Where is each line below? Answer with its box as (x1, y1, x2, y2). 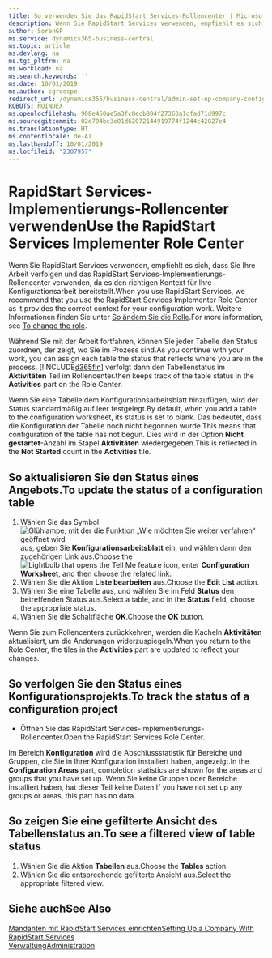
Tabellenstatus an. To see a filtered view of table (8, 827, 256, 841)
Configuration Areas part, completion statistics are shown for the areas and (8, 764, 263, 774)
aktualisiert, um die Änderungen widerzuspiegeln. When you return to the (8, 637, 252, 646)
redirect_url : (8, 95, 57, 103)
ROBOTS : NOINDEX (8, 102, 63, 110)
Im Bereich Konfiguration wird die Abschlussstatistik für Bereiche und (8, 747, 243, 757)
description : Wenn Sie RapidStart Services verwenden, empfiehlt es (8, 19, 244, 28)
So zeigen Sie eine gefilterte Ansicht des (8, 815, 218, 828)
